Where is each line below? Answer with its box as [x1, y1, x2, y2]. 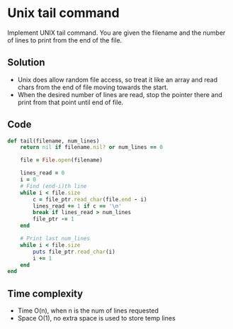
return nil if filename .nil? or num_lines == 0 [20, 144, 163, 151]
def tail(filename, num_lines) [7, 137, 100, 145]
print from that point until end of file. [17, 98, 124, 106]
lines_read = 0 [20, 169, 65, 177]
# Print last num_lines [20, 235, 91, 242]
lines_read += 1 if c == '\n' [33, 202, 122, 210]
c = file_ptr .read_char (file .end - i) [33, 196, 147, 203]
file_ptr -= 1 [33, 216, 74, 223]
